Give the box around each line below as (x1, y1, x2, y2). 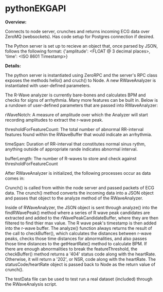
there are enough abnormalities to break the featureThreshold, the (5, 246, 138, 252)
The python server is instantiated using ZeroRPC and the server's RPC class (5, 72, 158, 78)
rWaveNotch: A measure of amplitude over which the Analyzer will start (5, 111, 148, 117)
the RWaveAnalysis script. (5, 281, 57, 287)
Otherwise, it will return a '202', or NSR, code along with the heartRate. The (5, 256, 156, 262)
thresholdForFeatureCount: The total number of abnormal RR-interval (5, 126, 144, 132)
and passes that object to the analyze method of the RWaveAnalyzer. (5, 195, 144, 201)
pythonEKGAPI (5, 3, 66, 14)
